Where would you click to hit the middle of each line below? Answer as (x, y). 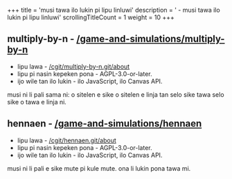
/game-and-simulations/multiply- (150, 39)
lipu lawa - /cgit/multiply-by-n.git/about (73, 66)
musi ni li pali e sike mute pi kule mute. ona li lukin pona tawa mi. (99, 168)
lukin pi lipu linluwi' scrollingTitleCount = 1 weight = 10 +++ (91, 17)
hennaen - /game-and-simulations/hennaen (105, 124)
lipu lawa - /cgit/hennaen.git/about (66, 140)
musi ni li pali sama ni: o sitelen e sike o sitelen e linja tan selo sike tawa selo (116, 94)
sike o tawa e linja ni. (37, 102)
